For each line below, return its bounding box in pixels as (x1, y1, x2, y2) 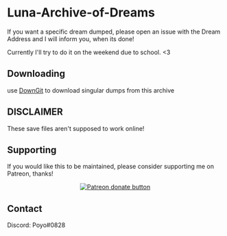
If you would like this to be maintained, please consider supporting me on (7, 163, 215, 171)
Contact (7, 202, 43, 214)
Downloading (7, 68, 65, 80)
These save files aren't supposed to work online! (7, 124, 145, 132)
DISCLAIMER (7, 106, 63, 118)
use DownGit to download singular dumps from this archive (7, 86, 175, 94)
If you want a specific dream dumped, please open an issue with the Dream (7, 27, 221, 36)
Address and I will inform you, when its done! (7, 34, 135, 43)
